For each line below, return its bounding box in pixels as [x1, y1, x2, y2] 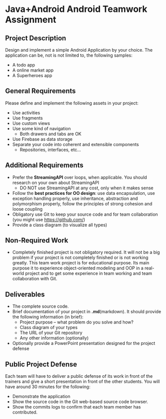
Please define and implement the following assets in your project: [5, 100, 139, 106]
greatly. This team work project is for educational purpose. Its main [12, 260, 150, 266]
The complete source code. [12, 303, 69, 309]
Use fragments [12, 115, 43, 121]
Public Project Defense [5, 360, 77, 368]
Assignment [5, 14, 56, 25]
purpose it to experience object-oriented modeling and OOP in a [12, 265, 144, 271]
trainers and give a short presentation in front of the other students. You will [5, 379, 160, 385]
